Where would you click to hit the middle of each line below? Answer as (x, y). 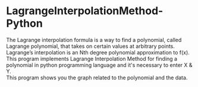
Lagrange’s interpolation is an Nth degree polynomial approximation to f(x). (98, 52)
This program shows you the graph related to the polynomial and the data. (97, 78)
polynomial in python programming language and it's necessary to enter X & (99, 65)
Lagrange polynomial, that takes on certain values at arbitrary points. (91, 46)
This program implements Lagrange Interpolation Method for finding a (92, 59)
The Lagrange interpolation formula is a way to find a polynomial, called (94, 40)
